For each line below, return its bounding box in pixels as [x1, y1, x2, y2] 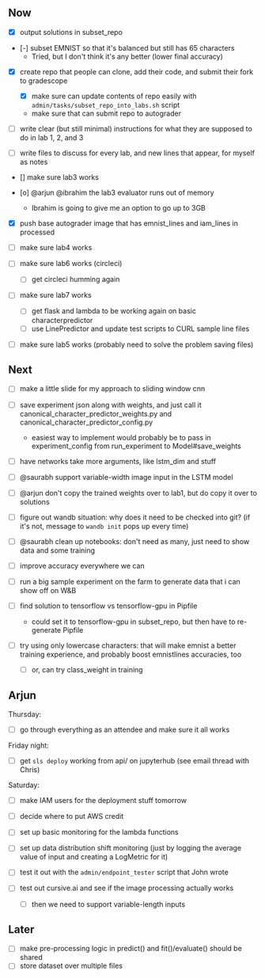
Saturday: [8, 780, 40, 790]
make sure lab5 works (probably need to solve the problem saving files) [19, 340, 254, 349]
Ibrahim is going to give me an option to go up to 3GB [31, 204, 206, 213]
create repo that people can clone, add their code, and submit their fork [19, 67, 254, 76]
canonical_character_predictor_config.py [19, 417, 153, 427]
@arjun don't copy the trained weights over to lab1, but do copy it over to [19, 488, 257, 497]
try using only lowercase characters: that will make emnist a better [19, 641, 237, 650]
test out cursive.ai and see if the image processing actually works [19, 883, 234, 893]
